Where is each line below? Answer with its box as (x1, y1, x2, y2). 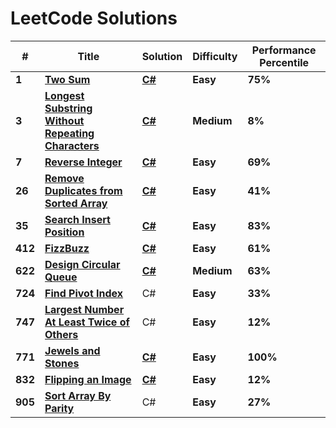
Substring (44, 101, 93, 115)
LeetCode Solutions (10, 7, 178, 30)
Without (44, 113, 85, 127)
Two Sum (44, 72, 91, 86)
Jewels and (44, 343, 101, 357)
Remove (44, 171, 85, 185)
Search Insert (44, 212, 111, 226)
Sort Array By (44, 388, 112, 402)
